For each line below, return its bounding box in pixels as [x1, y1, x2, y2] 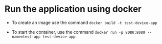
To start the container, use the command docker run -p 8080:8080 [11, 29, 145, 35]
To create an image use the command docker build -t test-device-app [11, 20, 158, 25]
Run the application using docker [4, 3, 142, 15]
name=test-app [11, 34, 41, 39]
